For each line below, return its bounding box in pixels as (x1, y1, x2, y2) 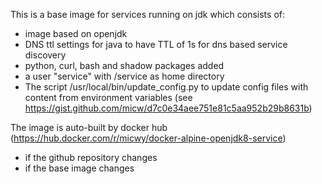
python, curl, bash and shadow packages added (24, 60, 225, 71)
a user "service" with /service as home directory (24, 70, 225, 82)
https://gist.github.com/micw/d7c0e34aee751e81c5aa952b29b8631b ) (24, 102, 313, 114)
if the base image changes (24, 162, 135, 174)
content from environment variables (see (24, 92, 193, 103)
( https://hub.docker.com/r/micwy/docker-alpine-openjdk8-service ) (10, 132, 287, 144)
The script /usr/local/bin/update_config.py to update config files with (24, 81, 309, 93)
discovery (24, 49, 67, 61)
